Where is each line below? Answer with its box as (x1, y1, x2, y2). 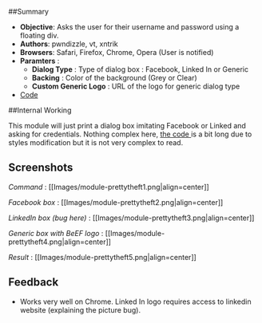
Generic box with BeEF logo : (8, 228, 104, 238)
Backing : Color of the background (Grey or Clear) (31, 73, 197, 82)
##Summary (8, 7, 50, 16)
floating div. (19, 31, 59, 40)
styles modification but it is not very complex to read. (8, 138, 184, 147)
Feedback (8, 275, 59, 290)
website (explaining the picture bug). (19, 305, 141, 314)
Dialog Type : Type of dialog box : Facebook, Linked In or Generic (31, 65, 249, 74)
